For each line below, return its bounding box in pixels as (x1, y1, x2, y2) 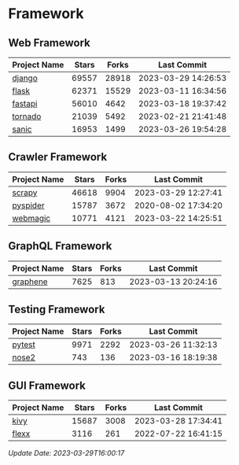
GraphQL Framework (8, 239, 112, 253)
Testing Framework (8, 303, 105, 316)
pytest (12, 339, 35, 350)
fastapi (12, 98, 38, 109)
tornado (12, 111, 42, 122)
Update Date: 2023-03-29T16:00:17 (8, 448, 125, 458)
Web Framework (8, 36, 90, 50)
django (12, 72, 38, 83)
